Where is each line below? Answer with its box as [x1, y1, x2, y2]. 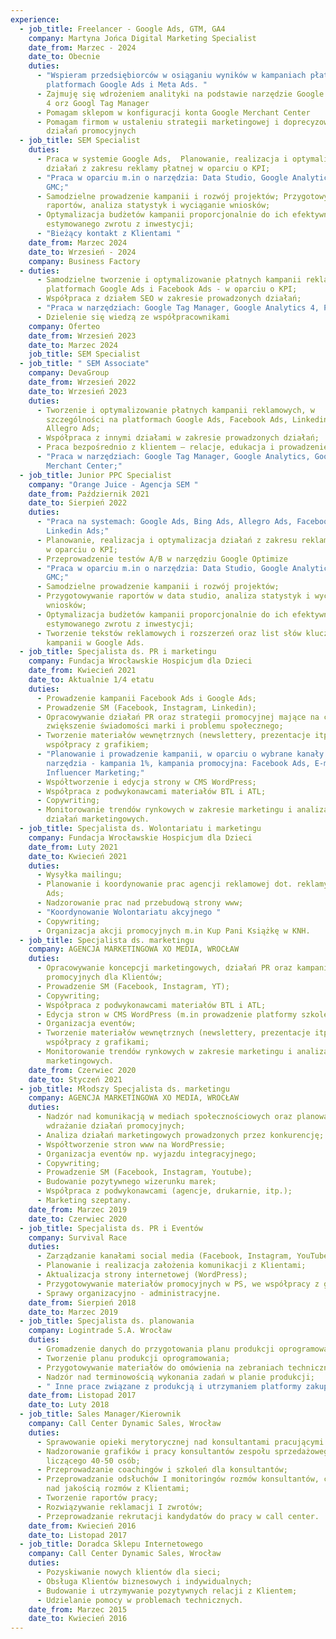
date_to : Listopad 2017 [28, 1530, 128, 1540]
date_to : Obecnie [28, 52, 101, 62]
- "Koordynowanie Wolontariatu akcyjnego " [36, 907, 222, 917]
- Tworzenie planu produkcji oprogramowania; [36, 1353, 230, 1363]
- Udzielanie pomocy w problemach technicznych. [36, 1595, 244, 1605]
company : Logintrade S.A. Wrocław [28, 1326, 172, 1336]
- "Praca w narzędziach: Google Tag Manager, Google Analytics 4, [36, 303, 320, 313]
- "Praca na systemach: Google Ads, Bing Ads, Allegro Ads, [36, 517, 293, 527]
